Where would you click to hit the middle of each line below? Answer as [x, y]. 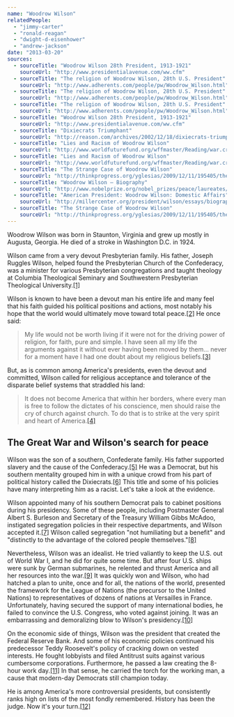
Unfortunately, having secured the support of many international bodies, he [115, 605]
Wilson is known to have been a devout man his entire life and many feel [111, 299]
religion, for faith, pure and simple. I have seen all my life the [110, 342]
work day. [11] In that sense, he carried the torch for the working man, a [123, 670]
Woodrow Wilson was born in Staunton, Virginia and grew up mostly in [108, 234]
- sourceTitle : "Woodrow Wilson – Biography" [81, 182]
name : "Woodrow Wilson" [42, 14]
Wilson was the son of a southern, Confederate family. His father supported [116, 459]
